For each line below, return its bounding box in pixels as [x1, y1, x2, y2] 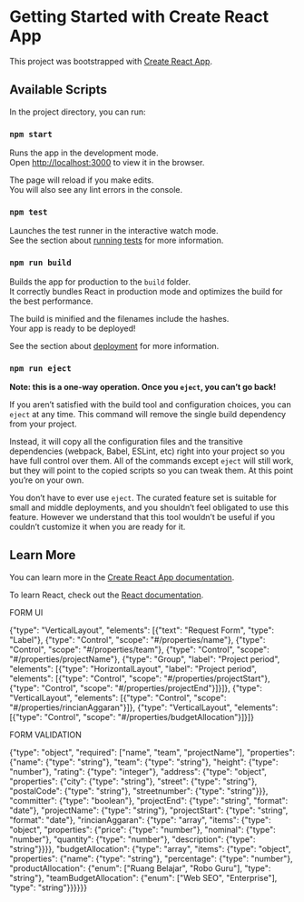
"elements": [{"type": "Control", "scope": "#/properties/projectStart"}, [9, 673, 270, 684]
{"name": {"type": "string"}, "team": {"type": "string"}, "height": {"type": [9, 757, 279, 767]
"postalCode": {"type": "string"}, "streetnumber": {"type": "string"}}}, [9, 785, 269, 797]
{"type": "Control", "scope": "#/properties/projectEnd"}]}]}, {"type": [9, 682, 263, 693]
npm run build [9, 257, 72, 268]
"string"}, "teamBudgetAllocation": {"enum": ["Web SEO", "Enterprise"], [9, 872, 278, 883]
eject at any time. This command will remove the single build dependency [9, 408, 287, 419]
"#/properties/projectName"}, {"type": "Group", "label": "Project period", [9, 653, 280, 665]
